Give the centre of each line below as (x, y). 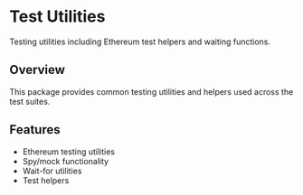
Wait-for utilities (52, 171)
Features (35, 130)
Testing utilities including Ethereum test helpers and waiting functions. (140, 42)
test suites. (30, 101)
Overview (38, 70)
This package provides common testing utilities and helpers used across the (151, 91)
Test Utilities (57, 17)
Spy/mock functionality (66, 161)
